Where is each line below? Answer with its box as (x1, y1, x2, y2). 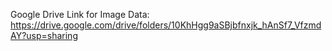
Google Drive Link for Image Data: (10, 9, 150, 20)
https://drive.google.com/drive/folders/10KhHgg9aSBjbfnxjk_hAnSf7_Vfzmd (10, 19, 322, 31)
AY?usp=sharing (10, 30, 78, 41)
